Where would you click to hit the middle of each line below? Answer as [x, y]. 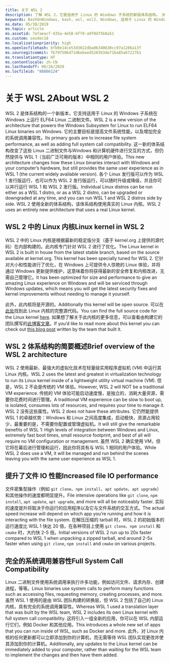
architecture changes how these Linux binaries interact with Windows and [82, 162]
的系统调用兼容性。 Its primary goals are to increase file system [71, 137]
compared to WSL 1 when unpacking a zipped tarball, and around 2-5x [79, 538]
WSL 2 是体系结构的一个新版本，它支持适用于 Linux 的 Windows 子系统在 [81, 113]
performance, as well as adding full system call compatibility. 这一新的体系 [83, 144]
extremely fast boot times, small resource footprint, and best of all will [78, 435]
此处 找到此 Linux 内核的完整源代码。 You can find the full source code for [81, 310]
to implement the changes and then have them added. [61, 655]
